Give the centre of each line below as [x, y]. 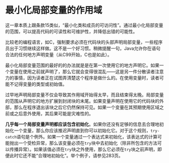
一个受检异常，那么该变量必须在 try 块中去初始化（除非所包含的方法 [88, 143]
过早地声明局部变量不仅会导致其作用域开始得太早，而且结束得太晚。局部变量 [84, 95]
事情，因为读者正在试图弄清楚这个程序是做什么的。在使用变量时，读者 [87, 78]
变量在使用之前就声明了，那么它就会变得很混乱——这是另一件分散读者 [82, 71]
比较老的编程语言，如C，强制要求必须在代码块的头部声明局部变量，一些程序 [84, 42]
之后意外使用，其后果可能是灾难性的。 [54, 113]
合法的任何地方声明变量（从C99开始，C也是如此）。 [59, 54]
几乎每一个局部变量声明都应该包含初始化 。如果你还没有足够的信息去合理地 [82, 124]
